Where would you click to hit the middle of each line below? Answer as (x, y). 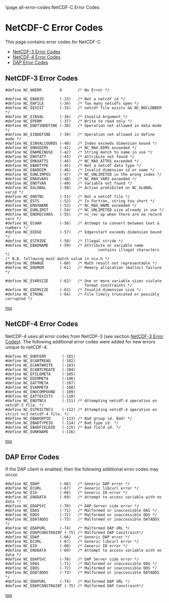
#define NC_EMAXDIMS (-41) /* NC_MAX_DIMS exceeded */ (71, 148)
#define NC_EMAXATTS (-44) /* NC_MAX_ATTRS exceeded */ (72, 161)
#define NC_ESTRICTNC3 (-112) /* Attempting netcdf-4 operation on (81, 410)
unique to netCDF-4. (27, 347)
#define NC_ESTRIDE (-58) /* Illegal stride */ (64, 241)
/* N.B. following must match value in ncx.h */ (57, 259)
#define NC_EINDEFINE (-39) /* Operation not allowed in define (80, 134)
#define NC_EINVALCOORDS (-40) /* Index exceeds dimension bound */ (81, 143)
